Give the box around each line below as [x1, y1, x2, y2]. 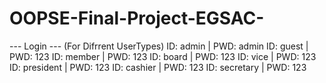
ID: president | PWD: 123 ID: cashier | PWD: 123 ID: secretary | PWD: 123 [9, 61, 307, 73]
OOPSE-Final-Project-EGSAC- [9, 7, 265, 30]
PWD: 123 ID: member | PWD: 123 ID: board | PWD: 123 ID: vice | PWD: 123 [9, 50, 317, 62]
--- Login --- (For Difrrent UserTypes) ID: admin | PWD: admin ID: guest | [9, 40, 309, 52]
